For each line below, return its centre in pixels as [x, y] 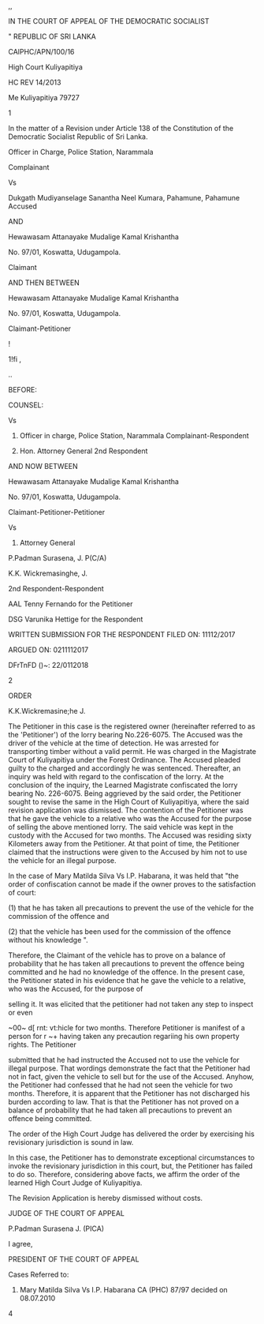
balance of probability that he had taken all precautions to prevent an [120, 1110]
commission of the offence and [59, 916]
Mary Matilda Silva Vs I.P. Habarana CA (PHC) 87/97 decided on [124, 1290]
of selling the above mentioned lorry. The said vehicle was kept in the [121, 827]
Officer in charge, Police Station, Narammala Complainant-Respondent [134, 435]
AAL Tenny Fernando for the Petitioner [71, 604]
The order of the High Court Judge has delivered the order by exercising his [131, 1134]
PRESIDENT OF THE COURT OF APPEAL [74, 1259]
